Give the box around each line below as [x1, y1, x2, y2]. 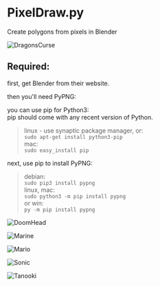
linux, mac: [23, 186, 55, 194]
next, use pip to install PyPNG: [7, 159, 93, 167]
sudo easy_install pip [23, 146, 89, 154]
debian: [23, 172, 46, 180]
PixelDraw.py [7, 5, 84, 21]
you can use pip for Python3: [7, 105, 89, 114]
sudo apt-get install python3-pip [23, 133, 123, 140]
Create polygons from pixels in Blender [7, 27, 118, 36]
